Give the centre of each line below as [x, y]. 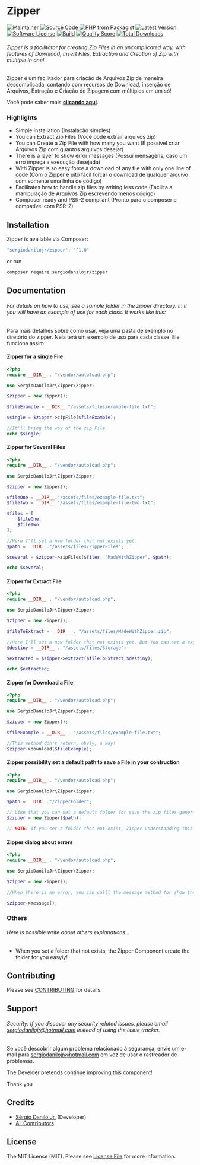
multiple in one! [26, 60]
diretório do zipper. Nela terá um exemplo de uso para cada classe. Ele [93, 337]
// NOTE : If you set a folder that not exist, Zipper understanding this [100, 829]
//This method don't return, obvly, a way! [61, 743]
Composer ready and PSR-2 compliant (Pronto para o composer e [96, 200]
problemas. [20, 1061]
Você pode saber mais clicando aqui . [53, 103]
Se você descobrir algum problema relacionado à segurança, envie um [93, 1048]
